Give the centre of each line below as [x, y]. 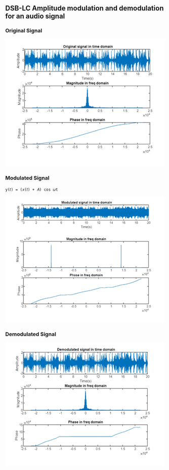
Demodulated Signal [31, 334]
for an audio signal [35, 16]
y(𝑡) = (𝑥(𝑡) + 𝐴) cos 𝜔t [32, 190]
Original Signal [24, 31]
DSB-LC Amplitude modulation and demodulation [85, 8]
